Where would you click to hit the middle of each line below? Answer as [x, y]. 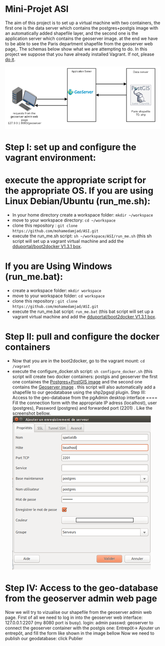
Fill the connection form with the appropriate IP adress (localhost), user [84, 403]
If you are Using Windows [59, 266]
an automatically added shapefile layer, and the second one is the [72, 33]
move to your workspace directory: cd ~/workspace [64, 220]
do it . [10, 59]
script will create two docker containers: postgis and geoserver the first [85, 377]
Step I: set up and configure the [71, 147]
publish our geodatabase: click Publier [44, 638]
